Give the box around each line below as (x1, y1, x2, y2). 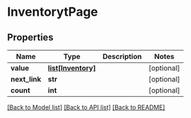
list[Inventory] (48, 63, 97, 73)
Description (102, 52, 142, 61)
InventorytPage (7, 4, 99, 20)
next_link (10, 75, 41, 84)
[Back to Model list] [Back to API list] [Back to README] (7, 104, 165, 111)
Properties (7, 32, 54, 43)
